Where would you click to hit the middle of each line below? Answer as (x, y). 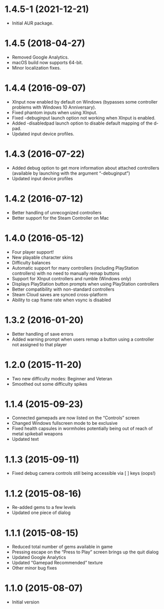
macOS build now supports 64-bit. (47, 62)
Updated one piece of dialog (41, 513)
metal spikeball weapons (37, 434)
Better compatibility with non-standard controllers (63, 289)
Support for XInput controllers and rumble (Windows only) (72, 278)
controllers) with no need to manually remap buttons (66, 273)
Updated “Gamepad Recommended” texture (57, 563)
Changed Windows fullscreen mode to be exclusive (65, 423)
